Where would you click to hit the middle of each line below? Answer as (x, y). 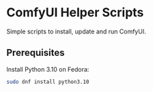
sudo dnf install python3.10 (48, 82)
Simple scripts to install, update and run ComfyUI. (76, 31)
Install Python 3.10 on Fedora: (48, 69)
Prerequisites (36, 53)
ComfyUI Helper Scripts (75, 13)
